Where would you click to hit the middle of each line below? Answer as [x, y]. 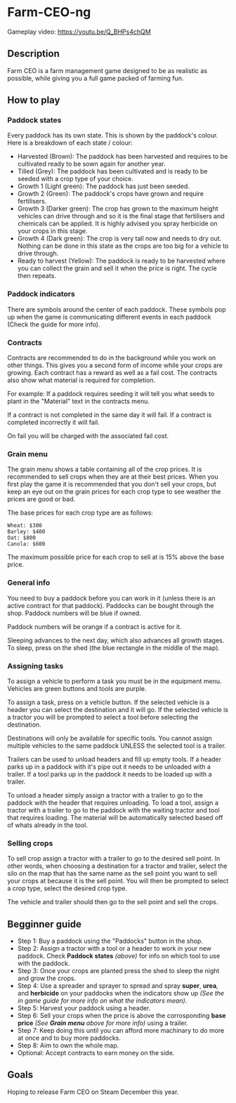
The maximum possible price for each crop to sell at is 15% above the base [116, 557]
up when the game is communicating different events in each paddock [109, 317]
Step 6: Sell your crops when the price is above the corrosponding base [122, 1016]
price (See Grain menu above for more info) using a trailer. [103, 1023]
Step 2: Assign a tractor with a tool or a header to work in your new [114, 949]
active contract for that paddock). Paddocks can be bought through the [111, 605]
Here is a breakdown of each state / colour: [70, 143]
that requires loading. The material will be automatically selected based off [115, 817]
